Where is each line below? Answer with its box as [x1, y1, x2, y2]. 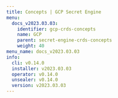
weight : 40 [17, 43, 45, 49]
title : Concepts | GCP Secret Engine [6, 9, 102, 15]
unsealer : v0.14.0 [11, 77, 59, 83]
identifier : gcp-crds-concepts [17, 26, 96, 32]
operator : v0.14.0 [11, 71, 59, 77]
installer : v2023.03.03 [11, 65, 71, 72]
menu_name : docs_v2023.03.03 [6, 49, 80, 55]
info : [6, 54, 20, 60]
